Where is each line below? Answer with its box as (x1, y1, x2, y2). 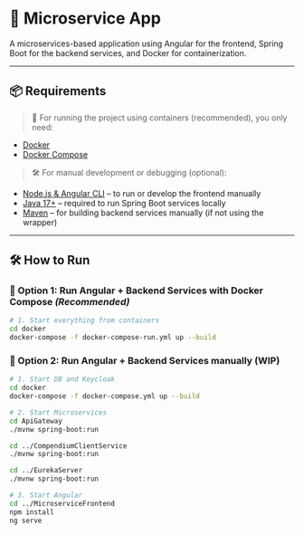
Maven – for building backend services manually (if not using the (22, 207, 264, 218)
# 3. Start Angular (9, 491, 83, 501)
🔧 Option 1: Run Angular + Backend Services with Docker (9, 284, 264, 297)
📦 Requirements (9, 83, 107, 99)
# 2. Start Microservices (9, 407, 107, 417)
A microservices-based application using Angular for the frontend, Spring (9, 38, 283, 49)
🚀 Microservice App (9, 8, 161, 29)
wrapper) (22, 216, 58, 227)
